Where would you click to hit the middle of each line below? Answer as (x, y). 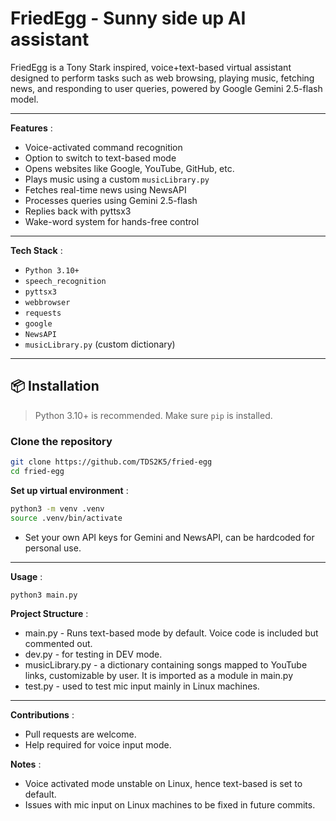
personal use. (53, 548)
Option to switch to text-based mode (100, 158)
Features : (31, 128)
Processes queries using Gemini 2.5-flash (111, 200)
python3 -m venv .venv (57, 508)
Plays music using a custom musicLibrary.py (117, 179)
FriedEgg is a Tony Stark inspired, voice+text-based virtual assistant (151, 67)
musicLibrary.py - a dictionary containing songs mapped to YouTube (166, 665)
